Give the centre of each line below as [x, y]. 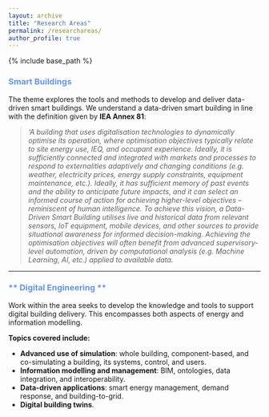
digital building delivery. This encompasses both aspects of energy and [126, 314]
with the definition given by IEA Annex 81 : [77, 116]
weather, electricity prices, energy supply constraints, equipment [135, 174]
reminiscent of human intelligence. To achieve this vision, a [126, 208]
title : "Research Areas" [50, 23]
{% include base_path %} [50, 61]
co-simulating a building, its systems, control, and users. [113, 362]
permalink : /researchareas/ [55, 30]
